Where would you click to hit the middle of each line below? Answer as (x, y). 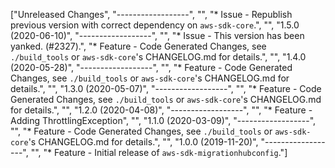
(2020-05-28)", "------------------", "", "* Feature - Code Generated (151, 67)
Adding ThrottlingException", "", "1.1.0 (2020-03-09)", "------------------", (163, 120)
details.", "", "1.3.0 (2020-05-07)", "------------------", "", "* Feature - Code (166, 88)
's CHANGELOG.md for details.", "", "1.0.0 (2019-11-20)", (143, 142)
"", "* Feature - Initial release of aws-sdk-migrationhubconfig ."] (159, 152)
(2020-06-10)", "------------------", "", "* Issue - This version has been (157, 35)
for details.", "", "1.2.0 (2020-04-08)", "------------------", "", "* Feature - (161, 110)
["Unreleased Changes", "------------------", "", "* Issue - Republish (151, 14)
